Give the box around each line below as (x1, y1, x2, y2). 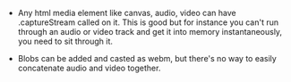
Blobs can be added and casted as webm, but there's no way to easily (17, 53, 278, 63)
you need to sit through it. (17, 36, 114, 46)
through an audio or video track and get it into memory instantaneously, (17, 27, 283, 37)
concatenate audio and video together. (17, 62, 161, 73)
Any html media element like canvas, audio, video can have (17, 8, 236, 18)
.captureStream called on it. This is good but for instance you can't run (17, 17, 279, 28)
